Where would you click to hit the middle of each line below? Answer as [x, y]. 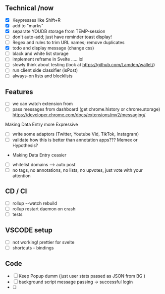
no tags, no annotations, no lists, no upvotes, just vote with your [77, 170]
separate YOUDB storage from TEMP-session [59, 31]
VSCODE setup [29, 230]
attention [21, 176]
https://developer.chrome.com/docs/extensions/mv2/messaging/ [79, 115]
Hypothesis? [25, 145]
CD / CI [16, 191]
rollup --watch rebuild [35, 203]
